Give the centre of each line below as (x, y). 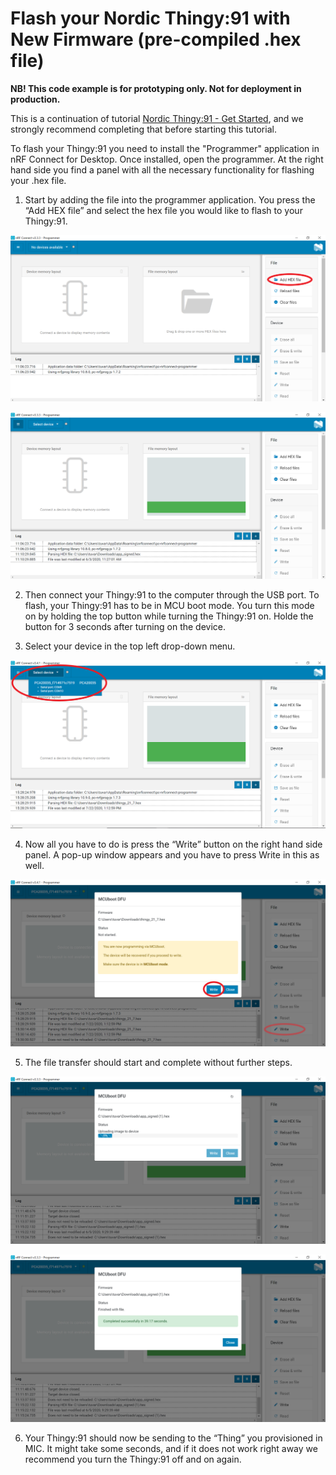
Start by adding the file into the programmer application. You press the (170, 199)
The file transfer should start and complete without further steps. (158, 1063)
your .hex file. (38, 180)
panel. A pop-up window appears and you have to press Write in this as (172, 854)
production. (35, 99)
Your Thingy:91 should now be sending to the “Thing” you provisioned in (173, 1438)
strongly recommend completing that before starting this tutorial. (143, 129)
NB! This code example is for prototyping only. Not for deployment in (156, 88)
